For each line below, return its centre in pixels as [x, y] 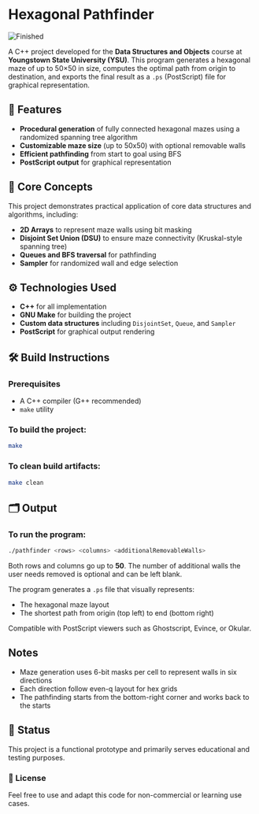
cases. [19, 803]
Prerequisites [34, 383]
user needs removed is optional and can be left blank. [95, 574]
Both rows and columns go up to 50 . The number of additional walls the [124, 565]
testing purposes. [37, 757]
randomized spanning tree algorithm [78, 137]
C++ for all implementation [63, 307]
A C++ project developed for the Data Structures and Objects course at [125, 51]
